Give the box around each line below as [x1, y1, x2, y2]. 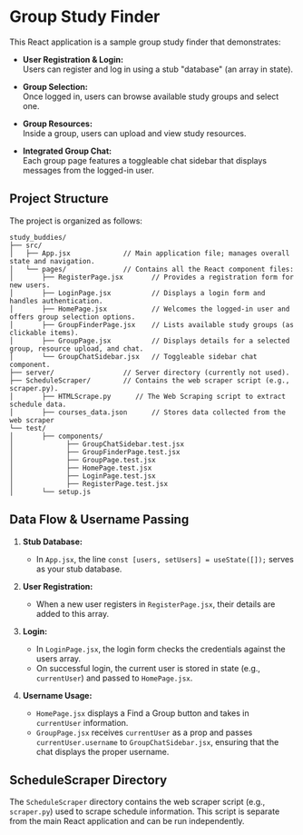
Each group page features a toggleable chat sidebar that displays [22, 154, 268, 165]
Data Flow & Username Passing [9, 512, 190, 528]
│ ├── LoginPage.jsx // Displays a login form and [9, 288, 266, 297]
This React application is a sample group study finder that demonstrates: [9, 36, 281, 47]
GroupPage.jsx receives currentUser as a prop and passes [35, 727, 253, 738]
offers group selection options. [9, 312, 136, 322]
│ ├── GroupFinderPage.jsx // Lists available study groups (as [9, 320, 295, 329]
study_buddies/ [9, 233, 67, 242]
